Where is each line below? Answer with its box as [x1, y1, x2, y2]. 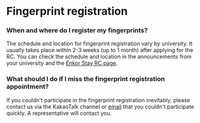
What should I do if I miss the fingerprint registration [6, 75, 165, 83]
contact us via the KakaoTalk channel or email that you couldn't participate [6, 103, 194, 110]
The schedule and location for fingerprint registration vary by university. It [6, 40, 193, 47]
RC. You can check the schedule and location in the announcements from [6, 53, 192, 61]
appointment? [6, 83, 49, 91]
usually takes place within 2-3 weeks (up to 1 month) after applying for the [6, 47, 194, 54]
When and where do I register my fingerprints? [6, 26, 148, 35]
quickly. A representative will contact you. [6, 109, 112, 117]
